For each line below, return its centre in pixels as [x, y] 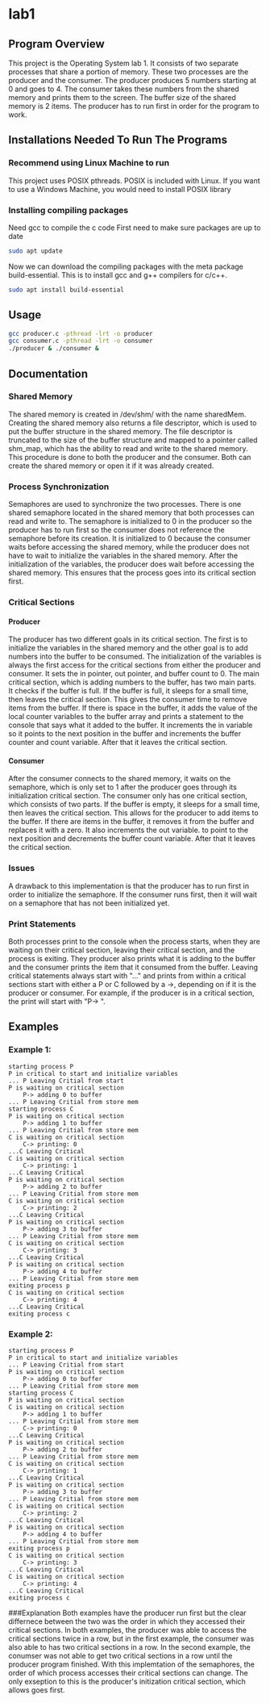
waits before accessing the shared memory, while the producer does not [129, 547]
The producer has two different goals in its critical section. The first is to [128, 639]
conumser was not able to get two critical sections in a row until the [120, 1656]
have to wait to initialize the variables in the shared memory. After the [123, 556]
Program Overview [56, 44]
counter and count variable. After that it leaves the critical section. [118, 743]
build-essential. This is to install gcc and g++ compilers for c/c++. [118, 274]
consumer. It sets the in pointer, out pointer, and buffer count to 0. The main [134, 674]
